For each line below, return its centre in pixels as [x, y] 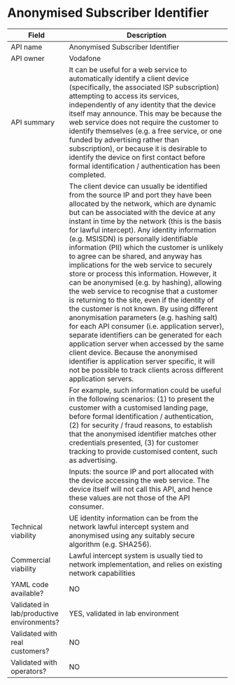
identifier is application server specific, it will [142, 361]
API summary [33, 122]
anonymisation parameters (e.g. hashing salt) [143, 317]
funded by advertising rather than [124, 139]
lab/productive [35, 613]
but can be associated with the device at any [142, 212]
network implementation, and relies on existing [145, 564]
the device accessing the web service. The [139, 480]
